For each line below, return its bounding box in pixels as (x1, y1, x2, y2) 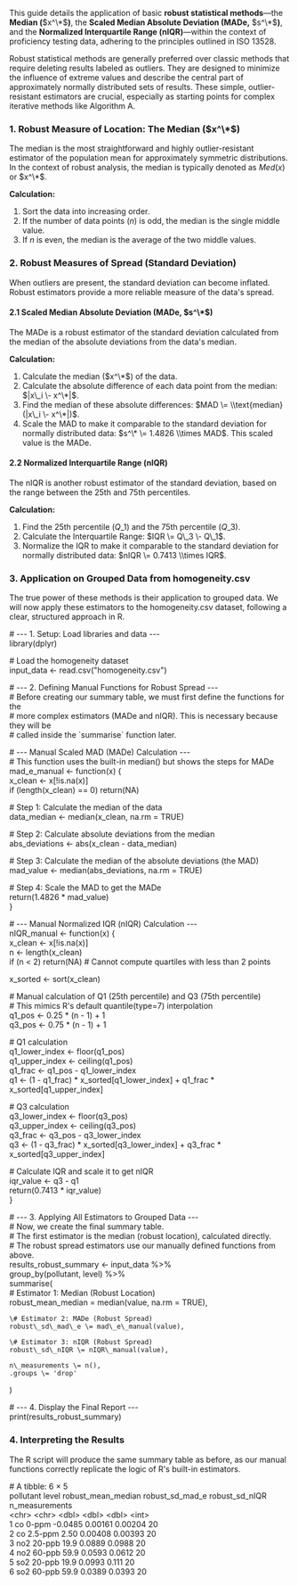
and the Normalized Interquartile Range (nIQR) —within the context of (9, 27, 267, 37)
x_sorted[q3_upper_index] (9, 1149, 105, 1160)
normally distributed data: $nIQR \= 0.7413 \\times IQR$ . (21, 550, 227, 560)
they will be (9, 720, 52, 731)
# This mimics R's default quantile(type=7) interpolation (9, 1001, 213, 1012)
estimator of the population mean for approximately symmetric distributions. (9, 153, 288, 163)
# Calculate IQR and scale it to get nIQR (9, 1166, 154, 1177)
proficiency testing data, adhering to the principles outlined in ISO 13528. (9, 36, 277, 46)
